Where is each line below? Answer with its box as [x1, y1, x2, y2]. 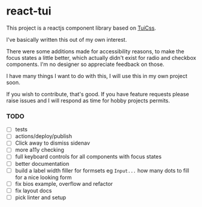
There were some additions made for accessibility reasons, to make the [6, 47, 184, 55]
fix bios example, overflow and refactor [15, 180, 113, 187]
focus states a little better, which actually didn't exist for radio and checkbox [6, 54, 197, 61]
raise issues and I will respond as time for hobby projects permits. [6, 97, 171, 104]
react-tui [6, 4, 51, 18]
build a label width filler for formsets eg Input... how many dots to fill [15, 166, 189, 174]
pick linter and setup [15, 194, 67, 201]
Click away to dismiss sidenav [15, 139, 90, 146]
